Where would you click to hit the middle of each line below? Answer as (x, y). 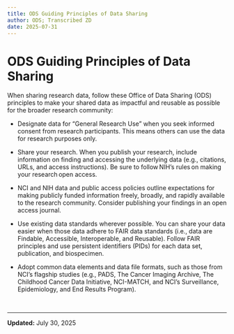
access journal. (39, 210)
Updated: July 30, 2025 (42, 323)
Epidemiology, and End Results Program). (77, 289)
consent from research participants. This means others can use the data (121, 131)
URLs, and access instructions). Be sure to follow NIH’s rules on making (119, 167)
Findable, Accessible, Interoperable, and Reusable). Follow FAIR (109, 239)
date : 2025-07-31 (32, 27)
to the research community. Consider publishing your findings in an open (122, 203)
